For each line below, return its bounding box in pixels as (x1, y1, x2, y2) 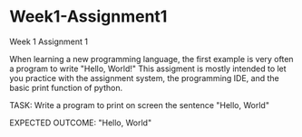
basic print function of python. (9, 82, 123, 93)
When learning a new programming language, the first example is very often (9, 53, 294, 64)
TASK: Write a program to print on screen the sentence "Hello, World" (9, 99, 270, 110)
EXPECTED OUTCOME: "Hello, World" (9, 117, 152, 128)
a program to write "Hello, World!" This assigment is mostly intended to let (9, 63, 287, 74)
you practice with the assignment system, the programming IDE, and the (9, 72, 279, 83)
